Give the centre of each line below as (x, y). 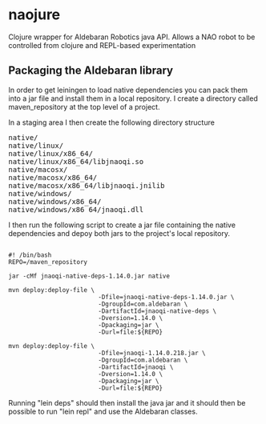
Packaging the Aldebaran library (91, 71)
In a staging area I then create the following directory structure (111, 122)
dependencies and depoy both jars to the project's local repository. (119, 233)
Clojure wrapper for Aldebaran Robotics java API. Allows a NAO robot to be (132, 37)
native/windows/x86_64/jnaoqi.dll (76, 209)
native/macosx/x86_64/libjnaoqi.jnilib (87, 185)
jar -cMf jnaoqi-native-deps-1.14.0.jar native (89, 276)
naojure (34, 15)
